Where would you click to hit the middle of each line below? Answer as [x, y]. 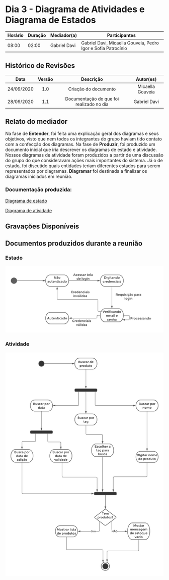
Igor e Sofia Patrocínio [104, 48]
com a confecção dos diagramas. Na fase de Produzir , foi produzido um [80, 144]
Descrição [92, 79]
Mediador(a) [63, 35]
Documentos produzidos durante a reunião [74, 244]
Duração [37, 35]
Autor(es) [146, 79]
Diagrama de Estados [51, 20]
